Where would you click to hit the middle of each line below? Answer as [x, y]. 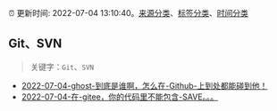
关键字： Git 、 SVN [62, 67]
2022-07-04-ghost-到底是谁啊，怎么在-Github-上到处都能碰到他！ [144, 85]
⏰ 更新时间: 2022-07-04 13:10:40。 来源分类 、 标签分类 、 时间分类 [129, 13]
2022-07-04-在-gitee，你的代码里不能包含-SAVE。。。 [120, 97]
